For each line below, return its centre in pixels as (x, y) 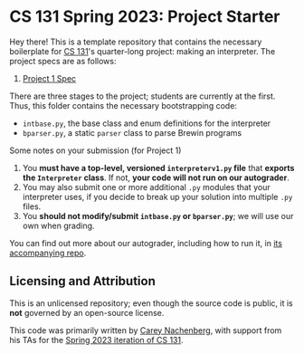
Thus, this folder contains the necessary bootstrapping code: (123, 105)
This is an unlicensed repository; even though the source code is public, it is (151, 303)
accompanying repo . (48, 253)
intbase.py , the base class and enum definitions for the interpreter (147, 123)
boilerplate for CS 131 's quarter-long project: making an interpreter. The (142, 51)
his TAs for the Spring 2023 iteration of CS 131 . (96, 340)
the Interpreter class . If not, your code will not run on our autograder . (156, 177)
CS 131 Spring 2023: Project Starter (145, 17)
